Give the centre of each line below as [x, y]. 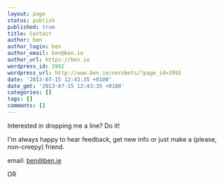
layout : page [26, 14]
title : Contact [30, 33]
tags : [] [20, 99]
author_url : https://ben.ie [49, 60]
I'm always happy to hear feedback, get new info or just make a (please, [112, 139]
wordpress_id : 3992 [36, 66]
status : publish [31, 20]
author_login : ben [34, 47]
